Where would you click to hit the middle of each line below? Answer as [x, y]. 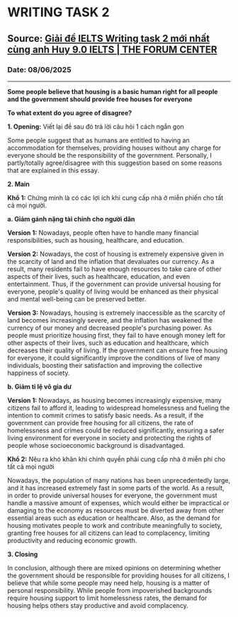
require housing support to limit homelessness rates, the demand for [107, 598]
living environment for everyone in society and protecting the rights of [109, 438]
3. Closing [23, 554]
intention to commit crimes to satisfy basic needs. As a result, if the [106, 415]
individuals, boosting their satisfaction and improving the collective [105, 365]
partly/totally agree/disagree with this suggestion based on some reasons [115, 163]
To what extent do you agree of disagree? [70, 113]
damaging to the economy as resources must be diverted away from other [116, 510]
